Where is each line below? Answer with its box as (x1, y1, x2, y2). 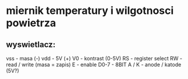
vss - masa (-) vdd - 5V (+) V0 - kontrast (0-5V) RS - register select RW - (6, 55, 183, 62)
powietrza (6, 16, 57, 30)
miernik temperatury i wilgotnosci (6, 4, 174, 17)
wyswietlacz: (6, 39, 55, 49)
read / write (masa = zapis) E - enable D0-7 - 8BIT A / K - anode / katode (6, 61, 182, 68)
